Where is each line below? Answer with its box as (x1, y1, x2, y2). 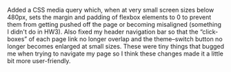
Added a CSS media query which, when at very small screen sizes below (7, 6, 214, 14)
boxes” (7, 35, 28, 43)
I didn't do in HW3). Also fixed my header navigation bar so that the (7, 27, 199, 36)
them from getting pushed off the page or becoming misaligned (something (7, 21, 222, 28)
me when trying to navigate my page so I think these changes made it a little (7, 49, 224, 58)
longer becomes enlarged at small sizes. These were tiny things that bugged (7, 43, 225, 50)
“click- (199, 27, 219, 36)
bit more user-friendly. (7, 57, 71, 64)
